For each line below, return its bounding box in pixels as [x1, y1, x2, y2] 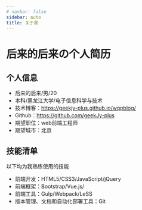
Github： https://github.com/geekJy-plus [14, 112, 115, 119]
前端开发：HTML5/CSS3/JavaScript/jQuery [14, 175, 121, 183]
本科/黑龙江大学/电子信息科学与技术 [14, 97, 103, 104]
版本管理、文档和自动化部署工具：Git [14, 198, 106, 205]
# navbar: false [6, 8, 47, 15]
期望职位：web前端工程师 [14, 120, 78, 127]
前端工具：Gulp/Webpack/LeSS [14, 190, 92, 198]
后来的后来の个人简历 [6, 47, 112, 61]
